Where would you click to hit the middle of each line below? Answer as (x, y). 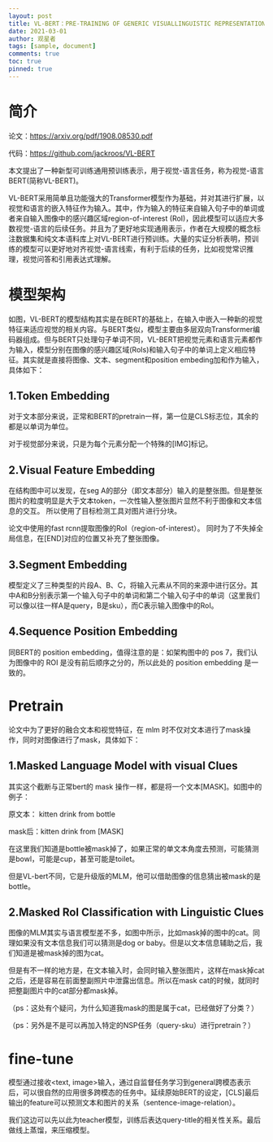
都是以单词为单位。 (41, 427)
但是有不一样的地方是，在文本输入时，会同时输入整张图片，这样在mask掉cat (136, 970)
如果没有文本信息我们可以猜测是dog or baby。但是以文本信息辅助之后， (135, 943)
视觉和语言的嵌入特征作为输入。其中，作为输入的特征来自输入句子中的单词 (133, 208)
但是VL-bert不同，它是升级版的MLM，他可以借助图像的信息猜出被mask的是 (135, 876)
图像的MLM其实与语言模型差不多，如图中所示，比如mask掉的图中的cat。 (131, 933)
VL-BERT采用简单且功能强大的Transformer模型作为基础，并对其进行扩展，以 (136, 198)
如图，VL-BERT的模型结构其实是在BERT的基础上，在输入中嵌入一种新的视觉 (136, 319)
